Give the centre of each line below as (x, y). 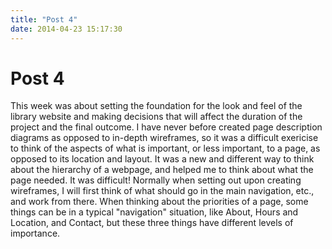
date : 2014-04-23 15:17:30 (66, 29)
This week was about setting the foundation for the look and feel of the (156, 106)
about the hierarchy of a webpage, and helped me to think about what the (162, 170)
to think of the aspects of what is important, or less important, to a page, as (165, 148)
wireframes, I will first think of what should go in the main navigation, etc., (162, 191)
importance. (35, 233)
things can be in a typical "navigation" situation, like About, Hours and (154, 212)
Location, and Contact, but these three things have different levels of (152, 223)
